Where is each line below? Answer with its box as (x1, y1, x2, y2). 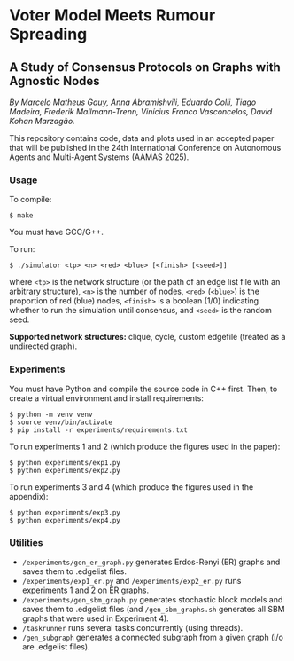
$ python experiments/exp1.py (9, 458, 121, 467)
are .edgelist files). (21, 641, 90, 652)
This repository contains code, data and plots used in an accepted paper (9, 133, 275, 143)
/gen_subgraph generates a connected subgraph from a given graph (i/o (21, 632, 283, 642)
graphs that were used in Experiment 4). (21, 613, 170, 624)
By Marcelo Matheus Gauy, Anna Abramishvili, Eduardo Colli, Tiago (9, 97, 257, 107)
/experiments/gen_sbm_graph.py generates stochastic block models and (21, 594, 283, 604)
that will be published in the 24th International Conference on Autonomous (9, 143, 282, 153)
